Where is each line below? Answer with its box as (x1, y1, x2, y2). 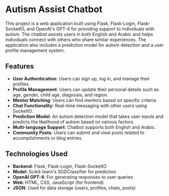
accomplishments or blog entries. (12, 135, 83, 141)
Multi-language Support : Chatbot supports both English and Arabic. (12, 124, 156, 130)
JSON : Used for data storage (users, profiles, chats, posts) (12, 184, 136, 191)
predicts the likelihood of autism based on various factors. (12, 118, 134, 125)
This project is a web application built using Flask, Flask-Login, (5, 20, 137, 26)
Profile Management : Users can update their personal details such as (12, 86, 159, 92)
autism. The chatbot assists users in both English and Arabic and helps (5, 31, 153, 37)
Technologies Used (5, 150, 67, 158)
